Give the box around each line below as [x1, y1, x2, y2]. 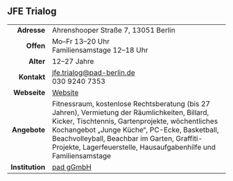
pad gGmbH [51, 162, 92, 172]
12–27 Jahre [51, 56, 94, 66]
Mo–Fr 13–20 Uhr [51, 36, 110, 46]
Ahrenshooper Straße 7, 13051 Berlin [51, 25, 175, 35]
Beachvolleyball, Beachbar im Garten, [51, 133, 175, 143]
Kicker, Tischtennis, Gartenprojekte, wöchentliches [51, 116, 218, 126]
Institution [10, 162, 46, 172]
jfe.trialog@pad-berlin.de [51, 67, 135, 77]
